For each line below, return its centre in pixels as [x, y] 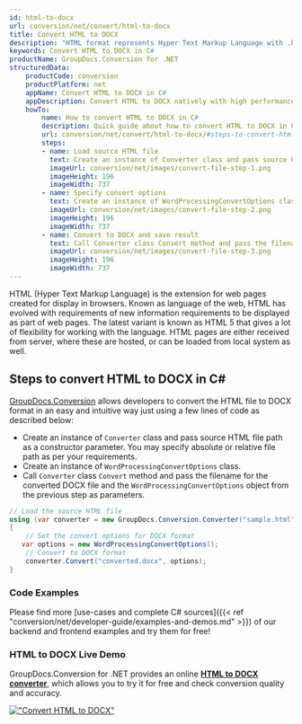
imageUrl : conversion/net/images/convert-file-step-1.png [160, 168]
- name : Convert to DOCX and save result [120, 234]
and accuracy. [36, 693]
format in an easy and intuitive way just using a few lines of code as [135, 411]
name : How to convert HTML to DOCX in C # [120, 118]
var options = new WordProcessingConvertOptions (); [120, 544]
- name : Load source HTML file [100, 151]
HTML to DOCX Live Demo [67, 654]
